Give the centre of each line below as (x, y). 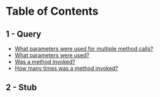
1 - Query (24, 34)
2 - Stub (21, 87)
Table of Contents (52, 11)
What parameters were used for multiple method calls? (84, 49)
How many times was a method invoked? (66, 68)
